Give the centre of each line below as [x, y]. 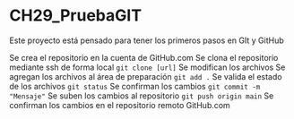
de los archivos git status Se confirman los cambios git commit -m [135, 86]
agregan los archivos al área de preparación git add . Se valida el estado [146, 76]
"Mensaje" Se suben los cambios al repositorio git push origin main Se [142, 96]
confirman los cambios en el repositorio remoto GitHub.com [120, 105]
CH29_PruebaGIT [75, 16]
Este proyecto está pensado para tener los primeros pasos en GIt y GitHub [147, 40]
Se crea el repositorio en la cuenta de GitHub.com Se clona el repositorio [144, 57]
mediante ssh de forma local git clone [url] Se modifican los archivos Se [147, 67]
